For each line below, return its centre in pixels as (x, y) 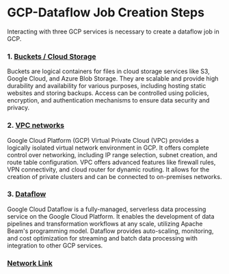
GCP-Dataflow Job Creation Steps (106, 13)
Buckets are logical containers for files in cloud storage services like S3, (108, 71)
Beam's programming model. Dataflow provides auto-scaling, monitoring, (110, 231)
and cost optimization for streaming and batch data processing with (103, 238)
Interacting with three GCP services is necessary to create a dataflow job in (113, 31)
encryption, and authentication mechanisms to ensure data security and (108, 100)
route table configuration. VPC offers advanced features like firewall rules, (111, 162)
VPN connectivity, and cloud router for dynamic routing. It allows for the (108, 169)
